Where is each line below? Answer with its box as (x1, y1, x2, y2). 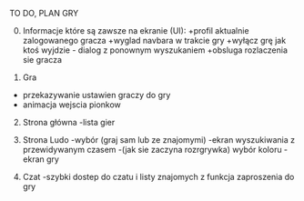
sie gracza (22, 55, 62, 65)
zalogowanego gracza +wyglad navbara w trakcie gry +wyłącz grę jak (22, 35, 287, 45)
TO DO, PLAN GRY (9, 8, 79, 18)
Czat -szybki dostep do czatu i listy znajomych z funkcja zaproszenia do (22, 172, 295, 182)
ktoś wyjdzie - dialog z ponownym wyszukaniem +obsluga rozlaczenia (22, 45, 289, 55)
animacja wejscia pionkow (22, 99, 121, 110)
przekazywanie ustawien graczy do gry (22, 90, 171, 100)
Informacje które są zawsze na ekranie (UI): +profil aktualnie (22, 25, 249, 35)
